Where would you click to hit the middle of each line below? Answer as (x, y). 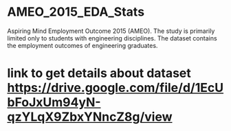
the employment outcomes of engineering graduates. (82, 45)
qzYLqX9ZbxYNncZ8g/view (90, 117)
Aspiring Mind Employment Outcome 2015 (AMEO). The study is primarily (111, 31)
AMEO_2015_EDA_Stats (76, 12)
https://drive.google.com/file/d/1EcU (115, 88)
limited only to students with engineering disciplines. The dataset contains (112, 38)
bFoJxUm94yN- (54, 103)
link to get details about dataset (99, 73)
